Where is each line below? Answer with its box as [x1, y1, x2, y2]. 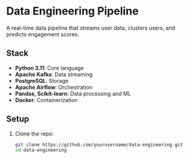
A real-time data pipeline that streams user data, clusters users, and [6, 24, 176, 31]
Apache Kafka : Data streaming [14, 71, 93, 78]
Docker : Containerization [14, 96, 78, 103]
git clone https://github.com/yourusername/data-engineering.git [14, 141, 183, 148]
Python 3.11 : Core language [14, 64, 84, 71]
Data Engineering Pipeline [6, 4, 139, 18]
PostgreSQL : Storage [14, 77, 69, 84]
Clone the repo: [14, 130, 54, 137]
